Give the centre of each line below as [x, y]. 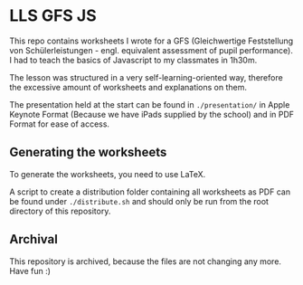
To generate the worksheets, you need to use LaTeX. [108, 174]
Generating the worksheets [88, 152]
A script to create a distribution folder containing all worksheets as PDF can [150, 192]
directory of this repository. [60, 211]
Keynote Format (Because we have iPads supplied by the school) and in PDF [152, 114]
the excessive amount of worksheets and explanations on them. [128, 87]
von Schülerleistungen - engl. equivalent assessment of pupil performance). [151, 50]
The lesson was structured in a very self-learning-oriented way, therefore [146, 77]
